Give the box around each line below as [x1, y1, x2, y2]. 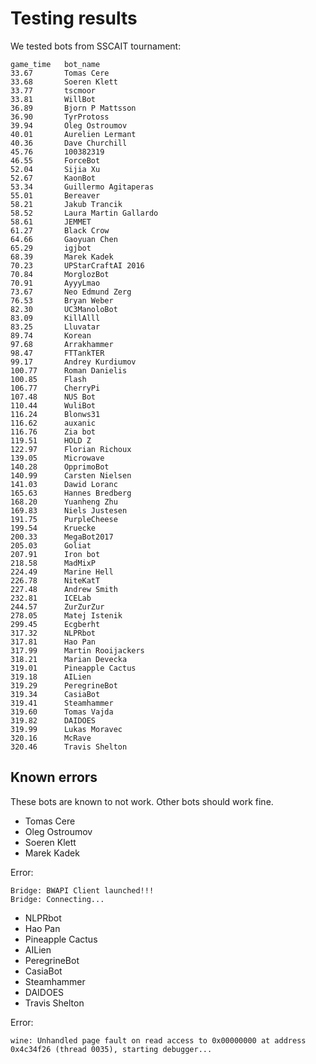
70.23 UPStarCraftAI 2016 [10, 260, 145, 271]
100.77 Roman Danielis [10, 365, 128, 376]
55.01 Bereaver [10, 190, 101, 201]
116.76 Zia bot [10, 427, 97, 437]
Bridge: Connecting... [10, 894, 105, 904]
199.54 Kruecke [10, 523, 97, 533]
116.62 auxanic [10, 418, 97, 428]
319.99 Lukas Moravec [10, 724, 123, 734]
